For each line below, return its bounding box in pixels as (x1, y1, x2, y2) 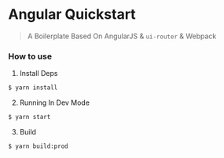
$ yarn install (8, 84, 58, 92)
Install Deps (19, 69, 58, 78)
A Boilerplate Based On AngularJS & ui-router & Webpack (27, 31, 217, 41)
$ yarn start (8, 113, 51, 121)
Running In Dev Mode (19, 98, 90, 107)
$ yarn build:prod (8, 142, 68, 150)
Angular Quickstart (8, 5, 136, 23)
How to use (8, 51, 53, 62)
